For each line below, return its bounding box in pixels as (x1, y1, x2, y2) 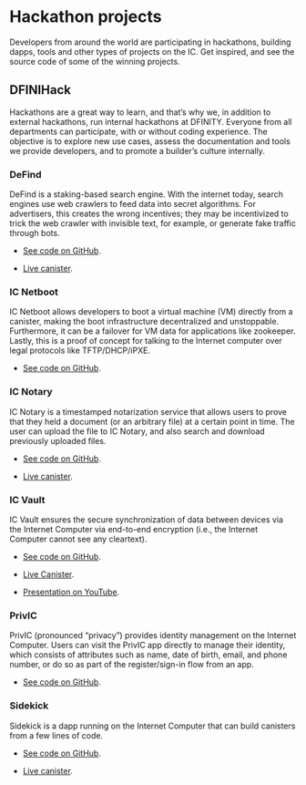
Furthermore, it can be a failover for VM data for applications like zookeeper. (9, 325, 296, 336)
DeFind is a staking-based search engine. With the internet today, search (9, 189, 284, 200)
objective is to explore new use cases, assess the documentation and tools (9, 135, 291, 147)
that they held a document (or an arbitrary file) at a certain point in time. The (9, 416, 295, 427)
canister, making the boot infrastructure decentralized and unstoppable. (9, 316, 280, 327)
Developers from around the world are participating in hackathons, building (9, 36, 291, 47)
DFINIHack (9, 82, 71, 98)
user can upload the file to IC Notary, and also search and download (9, 426, 266, 437)
